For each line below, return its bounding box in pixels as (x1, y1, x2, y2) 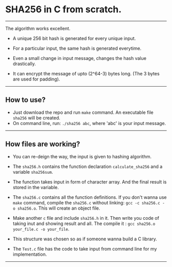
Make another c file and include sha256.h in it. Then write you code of (12, 215, 160, 221)
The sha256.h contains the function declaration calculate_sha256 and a (12, 163, 163, 170)
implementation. (12, 251, 47, 257)
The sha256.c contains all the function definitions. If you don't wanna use (12, 194, 167, 200)
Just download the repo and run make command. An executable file (12, 109, 154, 115)
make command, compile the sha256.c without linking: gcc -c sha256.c (12, 199, 160, 206)
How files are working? (5, 140, 80, 149)
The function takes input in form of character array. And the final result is (12, 178, 167, 185)
